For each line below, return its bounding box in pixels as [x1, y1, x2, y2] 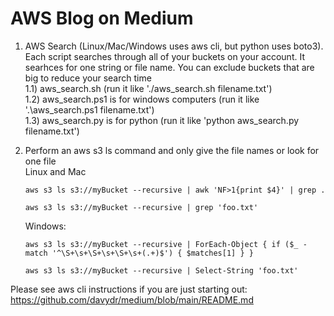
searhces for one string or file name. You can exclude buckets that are [24, 61, 315, 73]
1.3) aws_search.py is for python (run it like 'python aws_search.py [24, 114, 300, 126]
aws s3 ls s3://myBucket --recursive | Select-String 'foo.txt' [24, 265, 299, 276]
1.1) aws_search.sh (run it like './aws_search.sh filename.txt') [24, 82, 273, 94]
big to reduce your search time [24, 72, 152, 84]
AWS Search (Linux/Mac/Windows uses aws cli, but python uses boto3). [24, 40, 324, 52]
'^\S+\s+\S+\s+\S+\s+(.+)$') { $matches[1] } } [51, 248, 254, 258]
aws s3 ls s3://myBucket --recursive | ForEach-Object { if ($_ [24, 239, 299, 249]
